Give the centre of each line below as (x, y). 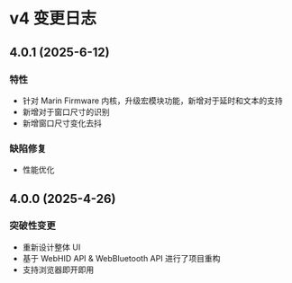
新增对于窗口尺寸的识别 (66, 111)
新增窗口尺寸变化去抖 (62, 123)
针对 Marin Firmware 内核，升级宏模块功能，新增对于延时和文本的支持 (153, 101)
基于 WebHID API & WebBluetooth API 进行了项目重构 (121, 258)
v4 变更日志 (53, 18)
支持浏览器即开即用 (58, 270)
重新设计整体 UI (51, 247)
